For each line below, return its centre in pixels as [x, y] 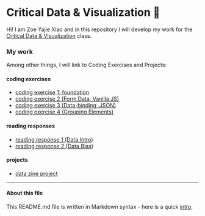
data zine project [36, 173]
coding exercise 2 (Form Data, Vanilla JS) [67, 99]
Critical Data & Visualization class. [49, 35]
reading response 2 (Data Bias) [54, 146]
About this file [25, 193]
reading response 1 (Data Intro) [54, 139]
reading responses [31, 126]
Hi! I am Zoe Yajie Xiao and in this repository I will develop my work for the [99, 29]
